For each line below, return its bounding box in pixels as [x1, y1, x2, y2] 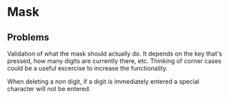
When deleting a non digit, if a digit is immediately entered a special [7, 77, 200, 86]
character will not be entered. [7, 85, 91, 93]
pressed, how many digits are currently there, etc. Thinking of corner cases [7, 57, 222, 65]
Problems [7, 32, 50, 43]
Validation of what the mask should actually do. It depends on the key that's [7, 49, 223, 58]
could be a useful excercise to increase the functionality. [7, 64, 168, 72]
